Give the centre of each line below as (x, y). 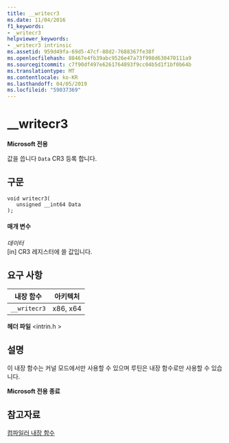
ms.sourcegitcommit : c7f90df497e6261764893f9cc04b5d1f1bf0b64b (99, 65)
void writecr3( (29, 198)
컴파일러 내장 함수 (31, 433)
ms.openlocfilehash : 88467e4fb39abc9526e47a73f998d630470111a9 (99, 58)
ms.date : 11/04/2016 (37, 20)
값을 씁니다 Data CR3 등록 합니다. (52, 159)
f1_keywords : (26, 26)
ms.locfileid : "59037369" (44, 90)
